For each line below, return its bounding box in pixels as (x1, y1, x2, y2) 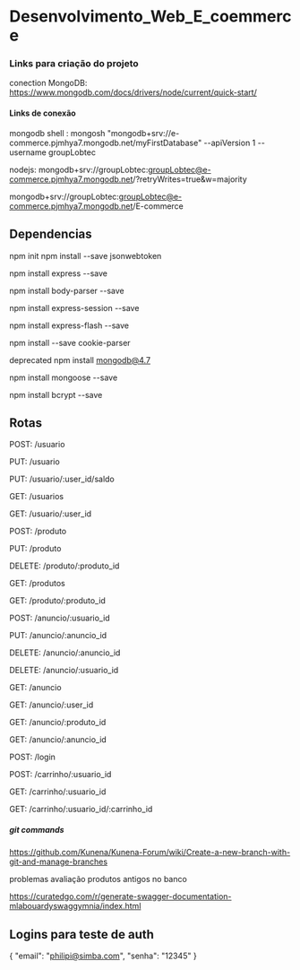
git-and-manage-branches (9, 856, 108, 867)
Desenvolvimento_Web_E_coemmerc (9, 6, 292, 27)
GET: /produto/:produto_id (9, 595, 106, 606)
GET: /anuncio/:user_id (9, 699, 94, 710)
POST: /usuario (9, 439, 65, 450)
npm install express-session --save (9, 302, 140, 313)
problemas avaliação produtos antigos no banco (9, 874, 188, 885)
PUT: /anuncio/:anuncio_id (9, 630, 107, 641)
